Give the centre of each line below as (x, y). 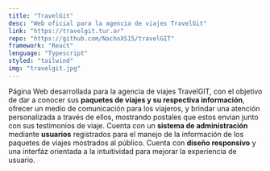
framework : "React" (41, 46)
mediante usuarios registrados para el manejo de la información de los (126, 134)
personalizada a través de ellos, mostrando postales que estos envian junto (134, 117)
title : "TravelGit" (41, 16)
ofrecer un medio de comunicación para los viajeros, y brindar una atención (134, 108)
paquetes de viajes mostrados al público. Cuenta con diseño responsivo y (132, 143)
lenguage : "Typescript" (48, 53)
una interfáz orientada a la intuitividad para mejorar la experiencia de (123, 151)
